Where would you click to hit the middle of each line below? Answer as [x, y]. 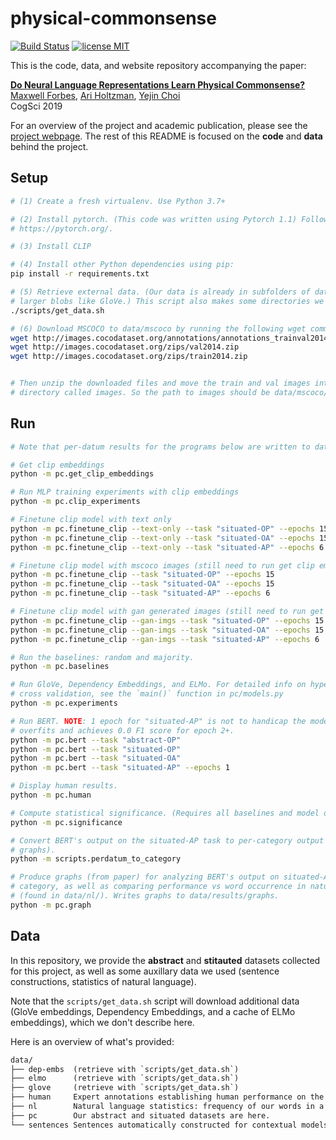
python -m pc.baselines [60, 667]
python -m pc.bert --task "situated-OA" [96, 758]
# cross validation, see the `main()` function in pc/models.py [147, 694]
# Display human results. [64, 786]
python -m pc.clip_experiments [75, 502]
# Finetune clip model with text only [91, 520]
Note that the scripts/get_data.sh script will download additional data [155, 1001]
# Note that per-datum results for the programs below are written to [160, 447]
